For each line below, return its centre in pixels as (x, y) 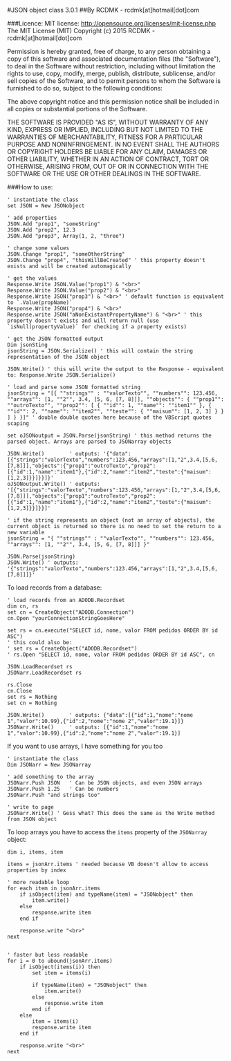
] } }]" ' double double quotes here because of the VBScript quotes (110, 417)
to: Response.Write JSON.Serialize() (62, 375)
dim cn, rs (23, 606)
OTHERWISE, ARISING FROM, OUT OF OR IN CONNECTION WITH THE (108, 166)
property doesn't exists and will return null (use (83, 321)
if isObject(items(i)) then (60, 967)
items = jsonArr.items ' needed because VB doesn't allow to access (108, 864)
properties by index (37, 870)
